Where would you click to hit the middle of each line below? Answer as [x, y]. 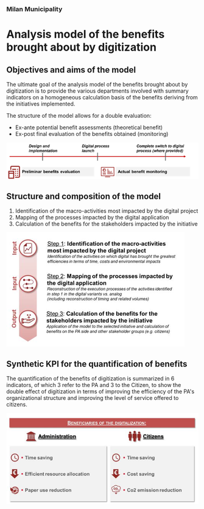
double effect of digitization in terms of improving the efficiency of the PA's [100, 391]
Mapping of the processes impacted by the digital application [92, 218]
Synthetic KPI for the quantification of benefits [97, 364]
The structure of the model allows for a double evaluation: [79, 115]
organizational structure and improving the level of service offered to [93, 398]
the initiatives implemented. [41, 104]
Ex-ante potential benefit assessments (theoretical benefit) [89, 127]
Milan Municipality [34, 9]
